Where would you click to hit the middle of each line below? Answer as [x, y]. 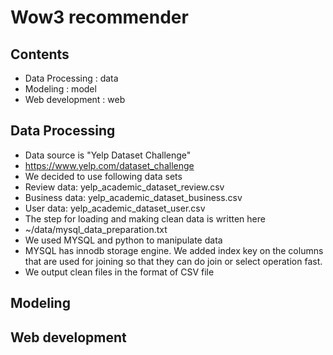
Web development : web [75, 99]
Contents [40, 54]
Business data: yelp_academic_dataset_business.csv [133, 197]
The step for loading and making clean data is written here [145, 218]
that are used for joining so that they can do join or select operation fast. [173, 261]
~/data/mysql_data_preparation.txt [96, 229]
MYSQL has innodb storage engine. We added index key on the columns [174, 250]
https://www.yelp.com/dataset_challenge [109, 165]
